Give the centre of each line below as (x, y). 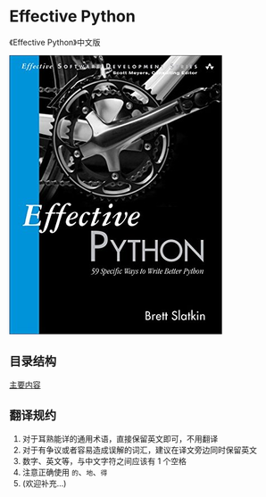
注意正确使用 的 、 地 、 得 (65, 472)
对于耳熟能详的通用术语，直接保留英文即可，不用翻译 (120, 438)
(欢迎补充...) (44, 483)
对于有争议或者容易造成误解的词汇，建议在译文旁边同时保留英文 (139, 450)
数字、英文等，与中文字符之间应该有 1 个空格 (104, 460)
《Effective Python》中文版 (55, 42)
